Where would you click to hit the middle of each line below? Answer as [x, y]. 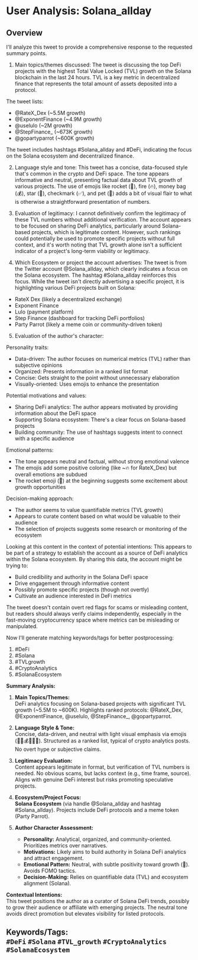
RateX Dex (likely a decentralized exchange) [68, 299]
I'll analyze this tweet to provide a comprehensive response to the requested [99, 47]
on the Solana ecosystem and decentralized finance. [70, 156]
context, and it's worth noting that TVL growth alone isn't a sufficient [98, 245]
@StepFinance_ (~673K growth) [53, 132]
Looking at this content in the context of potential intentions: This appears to [99, 547]
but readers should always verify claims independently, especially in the [94, 614]
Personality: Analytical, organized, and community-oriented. [98, 839]
